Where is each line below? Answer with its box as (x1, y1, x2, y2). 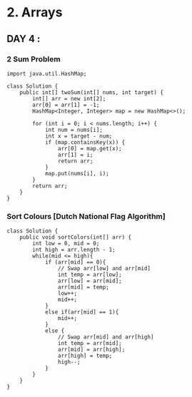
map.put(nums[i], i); (44, 170, 110, 177)
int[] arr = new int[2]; (32, 95, 106, 102)
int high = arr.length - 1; (32, 247, 116, 254)
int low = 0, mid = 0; (32, 240, 100, 247)
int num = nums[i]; (44, 126, 103, 133)
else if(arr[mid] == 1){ (44, 309, 119, 316)
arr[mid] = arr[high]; (57, 346, 126, 354)
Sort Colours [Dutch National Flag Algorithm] (6, 211, 166, 221)
